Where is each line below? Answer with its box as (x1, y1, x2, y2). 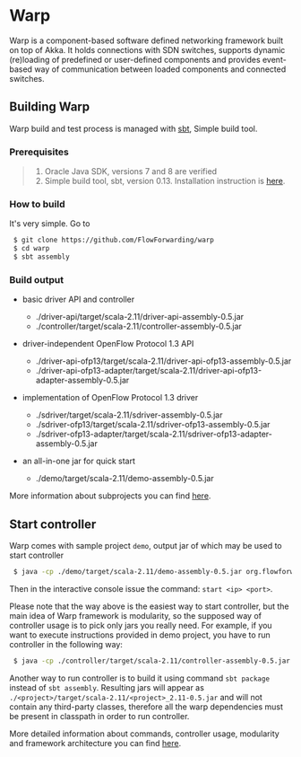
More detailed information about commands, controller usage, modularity (9, 728, 279, 739)
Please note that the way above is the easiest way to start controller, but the (9, 601, 289, 612)
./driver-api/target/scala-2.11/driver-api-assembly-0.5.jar (35, 312, 245, 322)
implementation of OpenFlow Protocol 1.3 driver (21, 392, 199, 403)
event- (262, 54, 287, 65)
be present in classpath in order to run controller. (9, 710, 190, 721)
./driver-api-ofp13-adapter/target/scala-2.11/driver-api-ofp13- (35, 365, 262, 376)
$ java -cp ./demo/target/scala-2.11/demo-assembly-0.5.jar (13, 568, 243, 577)
